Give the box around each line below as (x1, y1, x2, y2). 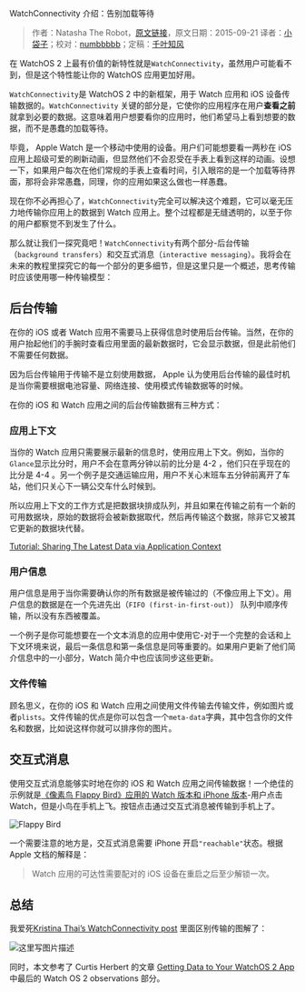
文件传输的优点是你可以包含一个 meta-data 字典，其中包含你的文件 (49, 711, 293, 722)
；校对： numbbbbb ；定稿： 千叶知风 (47, 39, 184, 49)
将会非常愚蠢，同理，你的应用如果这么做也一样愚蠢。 (33, 176, 232, 186)
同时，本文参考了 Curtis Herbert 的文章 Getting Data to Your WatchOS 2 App (9, 962, 295, 973)
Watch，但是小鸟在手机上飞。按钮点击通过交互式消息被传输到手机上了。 (9, 800, 280, 811)
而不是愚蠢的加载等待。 (25, 123, 113, 134)
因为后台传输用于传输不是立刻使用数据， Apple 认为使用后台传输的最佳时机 (9, 368, 290, 379)
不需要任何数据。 (9, 349, 74, 360)
